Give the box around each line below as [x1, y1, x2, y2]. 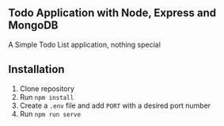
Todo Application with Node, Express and [8, 6, 216, 20]
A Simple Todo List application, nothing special [8, 40, 161, 49]
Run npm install [19, 92, 74, 101]
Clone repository [19, 83, 75, 94]
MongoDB [8, 19, 59, 32]
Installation [8, 63, 65, 76]
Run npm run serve [19, 109, 82, 118]
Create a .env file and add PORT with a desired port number [19, 101, 211, 110]
